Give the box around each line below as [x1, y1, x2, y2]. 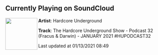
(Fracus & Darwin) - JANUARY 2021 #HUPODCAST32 [38, 33, 151, 39]
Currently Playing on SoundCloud [5, 4, 115, 13]
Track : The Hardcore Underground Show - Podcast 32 [38, 28, 153, 34]
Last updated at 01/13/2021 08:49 [38, 43, 109, 49]
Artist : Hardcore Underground [38, 17, 102, 23]
